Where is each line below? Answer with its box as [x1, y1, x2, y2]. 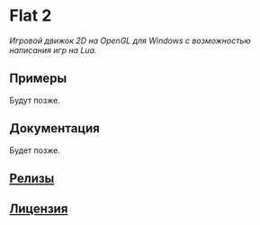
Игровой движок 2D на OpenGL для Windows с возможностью [9, 35, 252, 46]
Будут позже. [9, 94, 60, 105]
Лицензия [9, 202, 68, 217]
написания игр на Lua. [9, 44, 97, 55]
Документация [9, 121, 101, 136]
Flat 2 [9, 5, 52, 26]
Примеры [9, 71, 67, 86]
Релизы [9, 170, 55, 185]
